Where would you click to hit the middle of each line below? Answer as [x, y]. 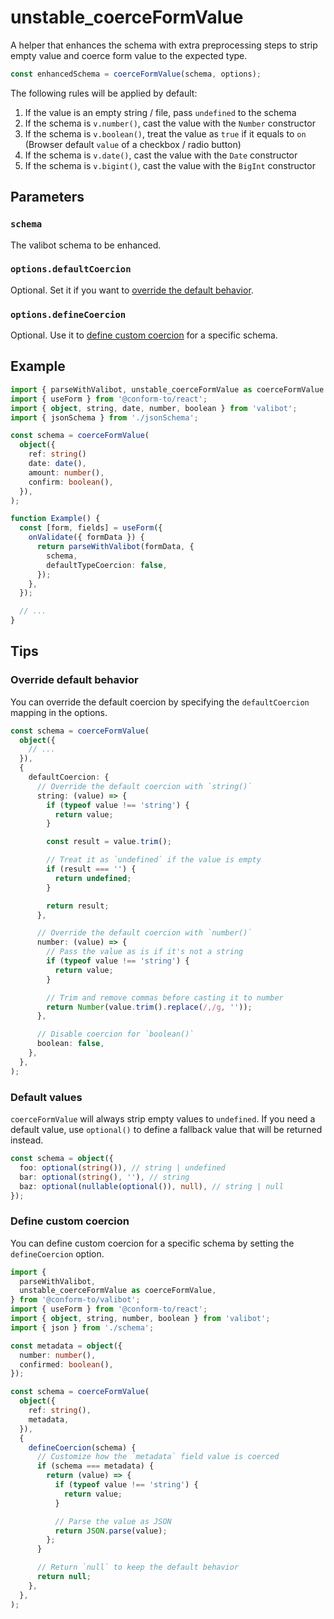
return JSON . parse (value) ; [111, 1531]
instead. [27, 1140]
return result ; [78, 906]
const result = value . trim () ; [109, 842]
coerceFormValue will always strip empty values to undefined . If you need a [163, 1119]
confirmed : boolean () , [66, 1364]
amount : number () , [66, 472]
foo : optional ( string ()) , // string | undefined [122, 1167]
